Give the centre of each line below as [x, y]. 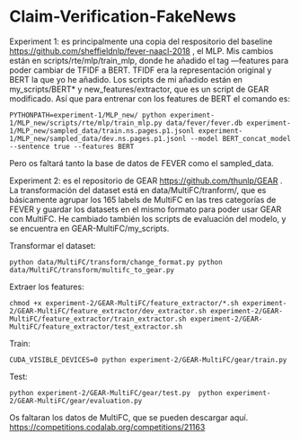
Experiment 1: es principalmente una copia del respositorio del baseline [141, 41]
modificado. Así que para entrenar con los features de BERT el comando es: [150, 98]
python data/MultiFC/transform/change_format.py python [116, 262]
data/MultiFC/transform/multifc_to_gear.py [92, 270]
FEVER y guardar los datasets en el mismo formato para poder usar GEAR [146, 209]
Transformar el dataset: [53, 245]
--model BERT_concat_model [241, 138]
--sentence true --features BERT [72, 146]
